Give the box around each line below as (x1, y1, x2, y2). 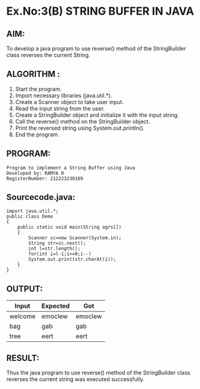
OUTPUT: (6, 283, 43, 294)
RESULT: (6, 353, 40, 363)
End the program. (15, 130, 59, 138)
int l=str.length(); (28, 246, 81, 252)
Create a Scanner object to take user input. (15, 98, 124, 105)
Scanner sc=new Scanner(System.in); (28, 235, 122, 241)
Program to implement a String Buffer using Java (6, 165, 136, 171)
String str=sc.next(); (28, 240, 86, 246)
